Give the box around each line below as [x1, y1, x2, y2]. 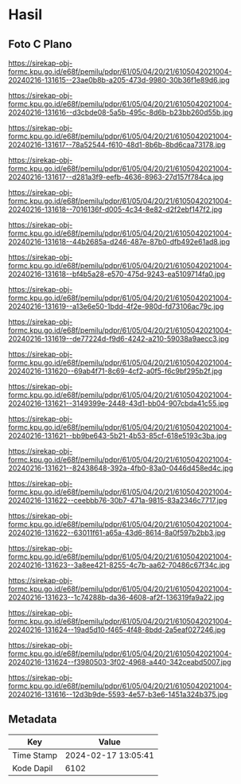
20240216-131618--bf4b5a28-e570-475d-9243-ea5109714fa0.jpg [8, 269, 225, 279]
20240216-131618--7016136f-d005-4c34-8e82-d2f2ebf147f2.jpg [8, 205, 223, 214]
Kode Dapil [12, 763, 53, 774]
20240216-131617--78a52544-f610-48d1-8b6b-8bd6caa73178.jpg [8, 140, 226, 149]
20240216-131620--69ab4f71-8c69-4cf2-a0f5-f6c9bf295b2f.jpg [8, 366, 223, 376]
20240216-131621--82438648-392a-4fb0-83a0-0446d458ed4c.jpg [8, 463, 233, 473]
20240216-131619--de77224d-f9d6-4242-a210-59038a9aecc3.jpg [8, 334, 229, 343]
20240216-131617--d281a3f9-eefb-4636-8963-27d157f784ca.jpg [8, 173, 224, 181]
